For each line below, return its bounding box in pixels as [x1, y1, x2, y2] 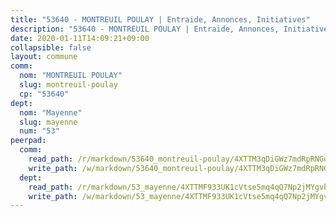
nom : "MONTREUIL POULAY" [19, 71, 123, 81]
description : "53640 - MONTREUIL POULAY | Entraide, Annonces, [10, 24, 280, 34]
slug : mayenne [19, 117, 78, 127]
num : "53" [19, 126, 60, 136]
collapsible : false [10, 42, 92, 53]
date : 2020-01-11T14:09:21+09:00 [10, 33, 150, 43]
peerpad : [10, 136, 47, 146]
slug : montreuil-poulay [19, 80, 118, 90]
